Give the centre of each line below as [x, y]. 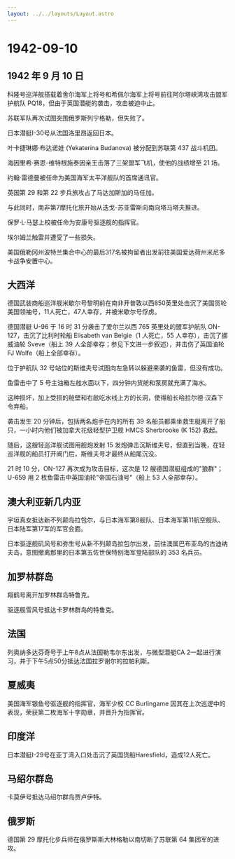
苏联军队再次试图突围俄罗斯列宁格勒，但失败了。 [78, 118]
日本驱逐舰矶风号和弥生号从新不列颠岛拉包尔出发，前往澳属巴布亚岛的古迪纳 [117, 543]
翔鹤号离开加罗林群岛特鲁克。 [50, 595]
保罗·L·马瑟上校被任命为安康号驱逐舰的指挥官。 [75, 222]
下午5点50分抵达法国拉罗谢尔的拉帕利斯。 [92, 661]
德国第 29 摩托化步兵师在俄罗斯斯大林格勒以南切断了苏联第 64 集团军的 [110, 839]
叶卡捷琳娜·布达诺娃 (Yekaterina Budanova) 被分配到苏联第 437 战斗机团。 [114, 147]
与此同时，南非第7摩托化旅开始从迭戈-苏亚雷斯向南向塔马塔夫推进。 [106, 207]
